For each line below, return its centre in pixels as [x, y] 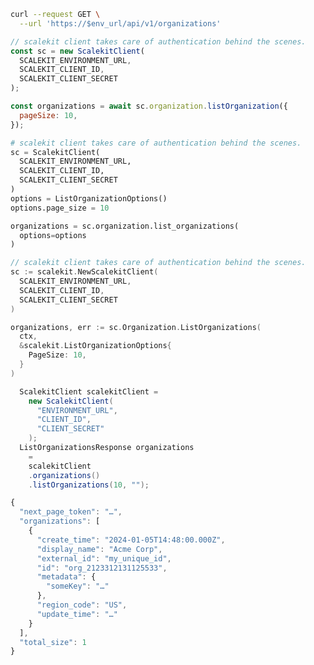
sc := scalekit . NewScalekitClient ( [84, 272]
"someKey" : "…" [78, 586]
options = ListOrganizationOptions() [89, 198]
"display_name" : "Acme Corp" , [99, 549]
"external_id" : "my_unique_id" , [104, 558]
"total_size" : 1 [53, 642]
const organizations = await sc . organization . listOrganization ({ [149, 106]
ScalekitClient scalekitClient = [89, 391]
